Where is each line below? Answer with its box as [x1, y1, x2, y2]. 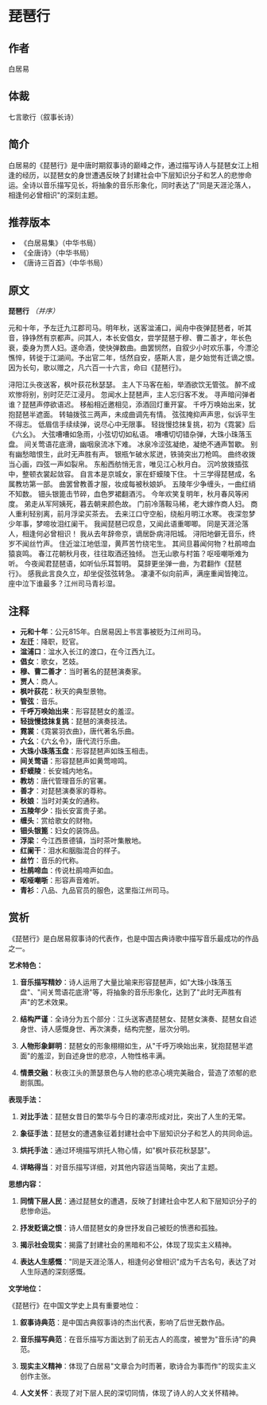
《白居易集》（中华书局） [19, 238, 101, 247]
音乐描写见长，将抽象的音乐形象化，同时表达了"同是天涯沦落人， [42, 180, 256, 189]
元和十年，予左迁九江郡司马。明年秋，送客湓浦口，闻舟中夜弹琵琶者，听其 [8, 323, 252, 333]
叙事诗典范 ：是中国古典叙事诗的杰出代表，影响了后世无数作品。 [19, 1317, 229, 1327]
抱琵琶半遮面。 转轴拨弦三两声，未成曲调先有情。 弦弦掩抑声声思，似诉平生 [8, 410, 256, 419]
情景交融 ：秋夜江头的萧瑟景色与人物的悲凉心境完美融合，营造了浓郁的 [19, 1068, 250, 1077]
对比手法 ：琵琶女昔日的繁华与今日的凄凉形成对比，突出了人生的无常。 [19, 1111, 250, 1121]
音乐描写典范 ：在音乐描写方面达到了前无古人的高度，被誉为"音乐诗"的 [19, 1334, 250, 1344]
